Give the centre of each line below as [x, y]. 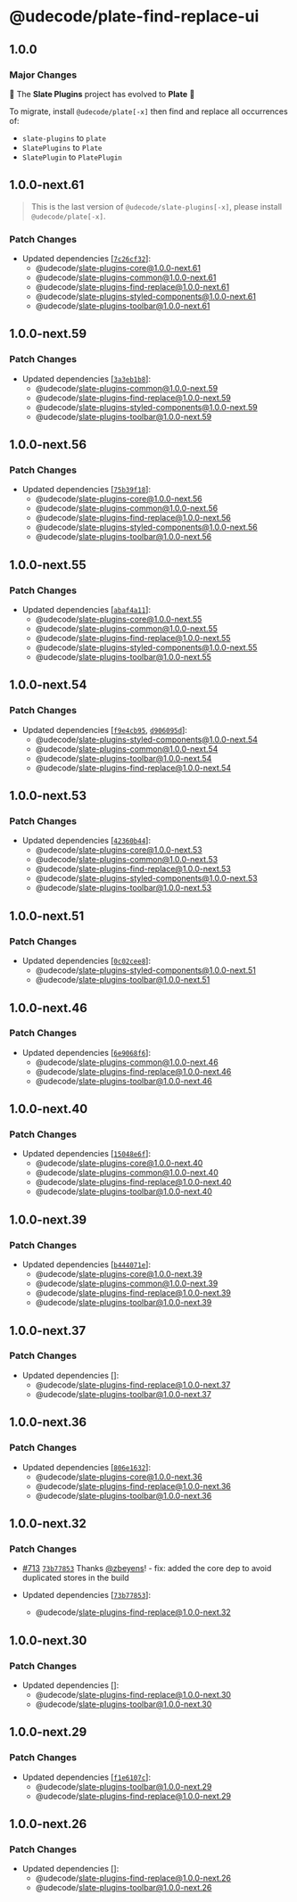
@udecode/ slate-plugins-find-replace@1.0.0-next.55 [133, 638]
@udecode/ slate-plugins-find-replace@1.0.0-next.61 [132, 286]
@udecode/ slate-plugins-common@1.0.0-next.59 [127, 388]
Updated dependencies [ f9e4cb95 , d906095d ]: [104, 729]
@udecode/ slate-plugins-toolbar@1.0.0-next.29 [124, 1786]
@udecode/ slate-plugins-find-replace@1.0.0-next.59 [133, 398]
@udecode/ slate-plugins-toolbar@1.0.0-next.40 [124, 1191]
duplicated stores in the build [75, 1578]
